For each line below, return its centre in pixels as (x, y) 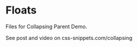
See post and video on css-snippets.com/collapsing (69, 38)
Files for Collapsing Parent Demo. (46, 26)
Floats (21, 10)
